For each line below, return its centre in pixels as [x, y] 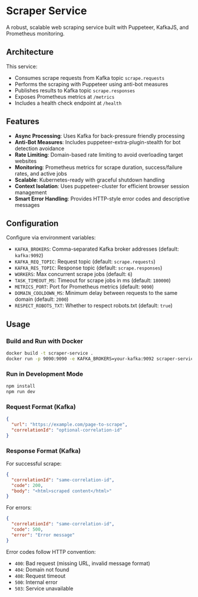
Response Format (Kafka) [44, 450]
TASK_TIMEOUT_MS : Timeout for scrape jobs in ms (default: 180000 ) [93, 280]
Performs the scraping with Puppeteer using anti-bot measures [91, 84]
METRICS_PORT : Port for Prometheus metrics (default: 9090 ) [84, 287]
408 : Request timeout [40, 576]
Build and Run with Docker [45, 341]
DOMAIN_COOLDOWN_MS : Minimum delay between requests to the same [96, 293]
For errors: [19, 508]
